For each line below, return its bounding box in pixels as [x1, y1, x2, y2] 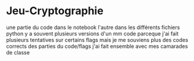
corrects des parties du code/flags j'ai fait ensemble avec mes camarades [6, 43, 189, 50]
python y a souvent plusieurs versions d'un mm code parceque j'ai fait [6, 30, 179, 37]
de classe [6, 49, 30, 56]
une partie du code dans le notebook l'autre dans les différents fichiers [6, 24, 180, 31]
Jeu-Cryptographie [6, 4, 104, 18]
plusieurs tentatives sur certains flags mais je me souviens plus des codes [6, 36, 189, 43]
